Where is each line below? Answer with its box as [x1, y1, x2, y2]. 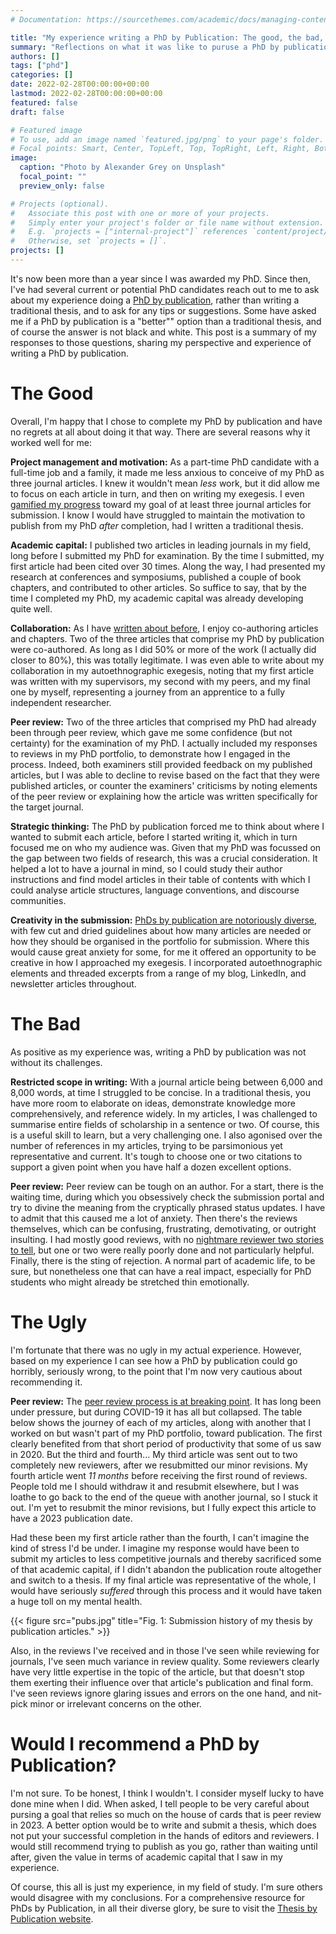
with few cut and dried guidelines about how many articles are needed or [10, 924, 312, 936]
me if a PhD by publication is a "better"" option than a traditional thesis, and [10, 315, 322, 327]
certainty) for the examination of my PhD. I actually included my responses [10, 737, 318, 749]
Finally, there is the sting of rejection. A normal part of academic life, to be [10, 1254, 316, 1266]
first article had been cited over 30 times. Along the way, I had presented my [10, 560, 326, 572]
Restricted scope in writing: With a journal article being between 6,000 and [10, 1076, 323, 1088]
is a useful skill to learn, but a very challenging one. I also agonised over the [10, 1129, 323, 1141]
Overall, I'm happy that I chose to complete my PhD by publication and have [10, 415, 323, 427]
